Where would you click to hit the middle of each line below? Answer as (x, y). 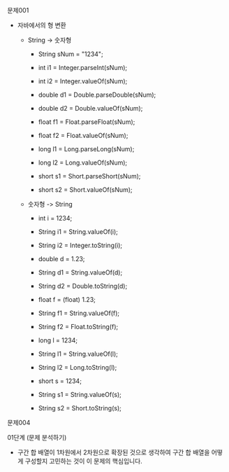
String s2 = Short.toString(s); (80, 408)
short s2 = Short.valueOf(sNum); (85, 190)
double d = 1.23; (61, 259)
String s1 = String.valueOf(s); (80, 395)
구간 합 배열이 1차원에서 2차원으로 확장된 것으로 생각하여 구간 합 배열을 (113, 452)
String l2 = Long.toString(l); (77, 367)
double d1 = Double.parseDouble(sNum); (97, 95)
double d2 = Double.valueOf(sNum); (90, 108)
